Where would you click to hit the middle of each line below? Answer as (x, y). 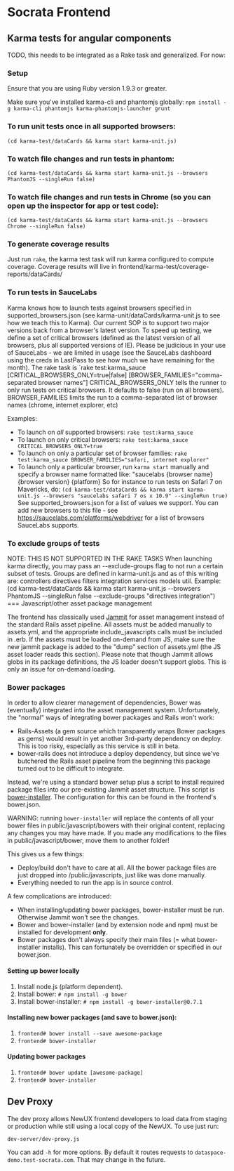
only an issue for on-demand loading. (61, 669)
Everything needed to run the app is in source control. (95, 883)
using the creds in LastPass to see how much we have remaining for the (111, 360)
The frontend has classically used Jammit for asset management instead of (116, 617)
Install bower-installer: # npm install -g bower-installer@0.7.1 (110, 1001)
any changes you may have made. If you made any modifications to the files (117, 833)
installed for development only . (62, 932)
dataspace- (211, 1153)
